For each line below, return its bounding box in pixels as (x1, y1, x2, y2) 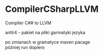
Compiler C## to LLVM (5, 20, 52, 26)
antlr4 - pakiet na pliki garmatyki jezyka (5, 29, 85, 35)
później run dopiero (5, 44, 45, 50)
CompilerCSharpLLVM (5, 3, 99, 15)
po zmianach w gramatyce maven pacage (5, 39, 90, 45)
